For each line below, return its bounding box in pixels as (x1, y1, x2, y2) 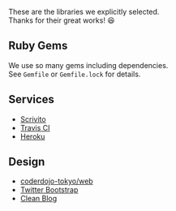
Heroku (19, 131, 45, 141)
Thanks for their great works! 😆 (8, 15, 115, 25)
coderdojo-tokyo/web (19, 176, 93, 186)
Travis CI (19, 123, 50, 132)
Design (8, 155, 45, 169)
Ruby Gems (8, 39, 68, 53)
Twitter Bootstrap (19, 185, 79, 195)
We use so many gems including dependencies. (8, 60, 169, 70)
